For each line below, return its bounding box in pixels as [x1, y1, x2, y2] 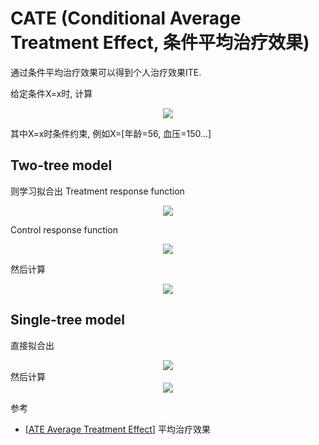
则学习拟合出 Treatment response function [10, 185, 185, 197]
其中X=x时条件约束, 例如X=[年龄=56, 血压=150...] [10, 127, 212, 139]
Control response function [10, 223, 118, 236]
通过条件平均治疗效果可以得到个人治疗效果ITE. [10, 66, 202, 78]
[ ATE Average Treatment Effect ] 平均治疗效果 [24, 423, 211, 435]
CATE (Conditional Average [10, 7, 242, 30]
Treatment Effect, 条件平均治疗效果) [10, 32, 310, 54]
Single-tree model [10, 312, 126, 329]
